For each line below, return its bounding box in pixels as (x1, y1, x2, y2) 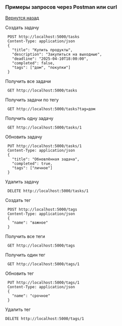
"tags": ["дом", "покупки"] (12, 65, 71, 70)
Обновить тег (5, 270, 34, 277)
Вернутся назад (5, 15, 39, 21)
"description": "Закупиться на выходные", (12, 52, 102, 57)
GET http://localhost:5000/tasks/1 (7, 125, 82, 130)
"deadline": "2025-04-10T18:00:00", (12, 56, 89, 61)
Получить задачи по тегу (5, 97, 59, 103)
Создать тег (5, 197, 31, 203)
